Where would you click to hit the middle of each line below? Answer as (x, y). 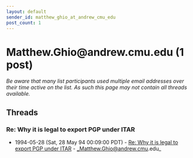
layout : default (26, 12)
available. (18, 94)
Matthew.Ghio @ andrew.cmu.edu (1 (95, 52)
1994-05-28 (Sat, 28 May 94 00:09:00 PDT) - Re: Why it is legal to (96, 142)
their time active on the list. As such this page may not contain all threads (97, 87)
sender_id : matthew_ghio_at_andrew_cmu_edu (61, 17)
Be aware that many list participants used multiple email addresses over (95, 81)
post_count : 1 (24, 23)
